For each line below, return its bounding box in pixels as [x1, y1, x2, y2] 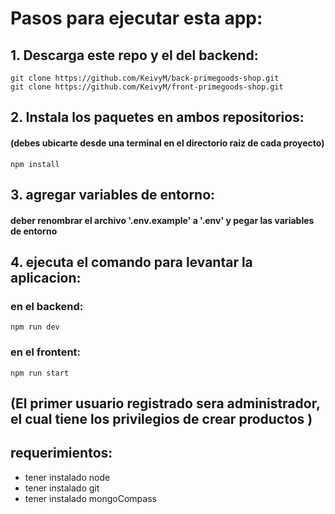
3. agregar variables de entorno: [10, 186, 216, 203]
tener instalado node [24, 471, 111, 483]
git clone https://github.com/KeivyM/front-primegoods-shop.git [10, 82, 284, 92]
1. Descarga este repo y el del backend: [10, 47, 259, 64]
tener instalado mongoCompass [24, 492, 157, 504]
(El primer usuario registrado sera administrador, [10, 395, 321, 412]
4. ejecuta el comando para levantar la [10, 253, 253, 271]
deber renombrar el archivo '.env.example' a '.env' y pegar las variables [10, 214, 315, 226]
